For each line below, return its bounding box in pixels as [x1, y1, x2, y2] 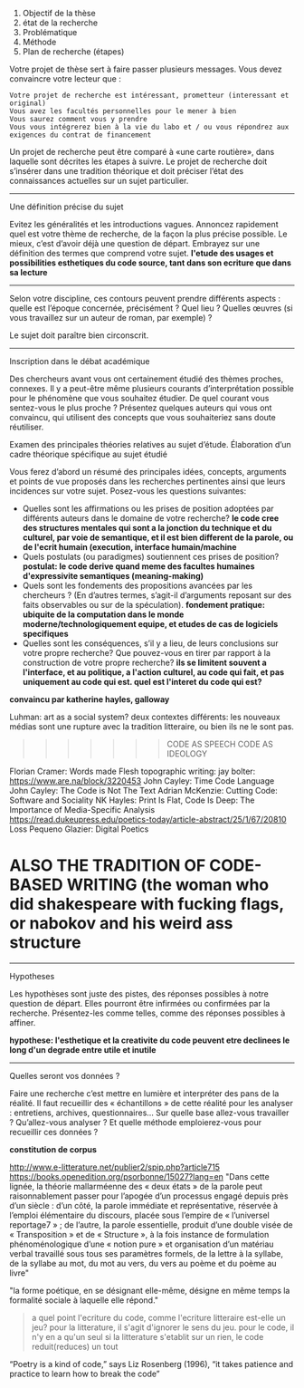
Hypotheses [9, 970, 55, 981]
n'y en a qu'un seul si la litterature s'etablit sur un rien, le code [31, 1331, 264, 1342]
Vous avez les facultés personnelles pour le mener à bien [9, 107, 237, 116]
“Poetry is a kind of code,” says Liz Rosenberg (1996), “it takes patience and [9, 1358, 294, 1369]
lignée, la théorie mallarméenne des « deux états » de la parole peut [9, 1181, 263, 1191]
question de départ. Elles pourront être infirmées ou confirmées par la [9, 998, 271, 1008]
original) [9, 99, 47, 108]
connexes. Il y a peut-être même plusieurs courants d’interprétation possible [9, 383, 294, 393]
